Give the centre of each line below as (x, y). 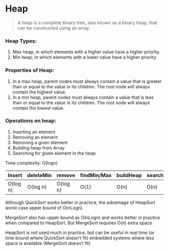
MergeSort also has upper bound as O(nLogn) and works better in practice (83, 217)
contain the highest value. (39, 92)
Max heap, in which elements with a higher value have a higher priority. (86, 52)
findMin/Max (96, 175)
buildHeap (129, 175)
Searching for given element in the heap (54, 153)
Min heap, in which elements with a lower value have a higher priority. (85, 57)
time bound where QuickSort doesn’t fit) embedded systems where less (80, 238)
